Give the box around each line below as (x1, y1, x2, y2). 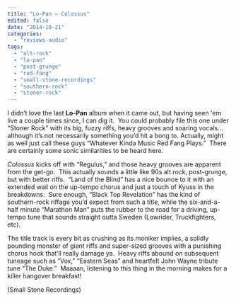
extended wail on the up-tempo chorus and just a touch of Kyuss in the (7, 183, 214, 191)
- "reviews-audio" (13, 37, 69, 44)
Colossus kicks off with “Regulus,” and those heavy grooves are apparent (7, 160, 221, 169)
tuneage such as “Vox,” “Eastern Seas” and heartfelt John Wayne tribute (7, 256, 218, 266)
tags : (7, 43, 23, 50)
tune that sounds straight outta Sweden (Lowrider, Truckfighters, (27, 213, 217, 222)
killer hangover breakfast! (7, 272, 82, 280)
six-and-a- (189, 198, 220, 206)
